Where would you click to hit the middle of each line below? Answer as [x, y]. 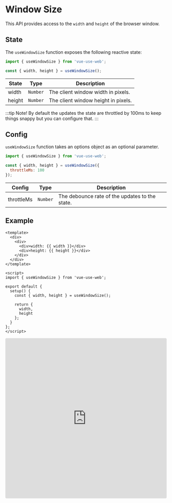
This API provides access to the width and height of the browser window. [82, 24]
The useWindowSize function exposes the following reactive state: [74, 52]
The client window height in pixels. [90, 100]
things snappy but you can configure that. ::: [52, 118]
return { [24, 304]
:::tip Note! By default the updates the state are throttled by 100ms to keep [83, 113]
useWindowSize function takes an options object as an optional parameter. [82, 147]
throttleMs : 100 [27, 170]
